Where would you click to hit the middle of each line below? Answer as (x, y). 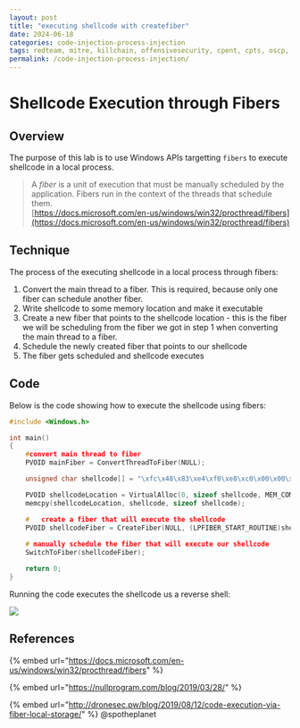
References (42, 639)
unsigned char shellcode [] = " (83, 479)
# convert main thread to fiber (83, 455)
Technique (39, 251)
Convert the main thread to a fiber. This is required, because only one (150, 289)
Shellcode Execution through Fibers (145, 103)
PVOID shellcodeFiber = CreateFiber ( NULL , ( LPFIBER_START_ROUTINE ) (153, 528)
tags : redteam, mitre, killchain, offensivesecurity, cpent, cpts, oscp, (150, 51)
